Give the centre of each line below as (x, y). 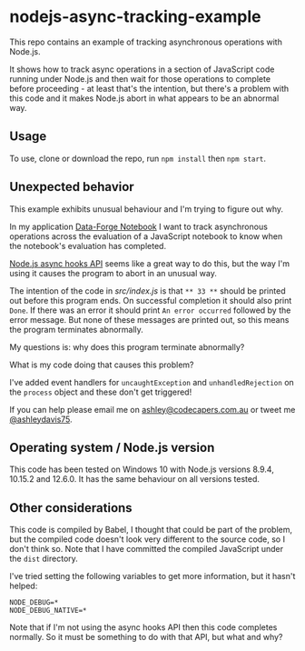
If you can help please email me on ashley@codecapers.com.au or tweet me (152, 409)
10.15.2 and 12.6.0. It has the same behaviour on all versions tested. (135, 479)
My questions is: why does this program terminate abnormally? (127, 346)
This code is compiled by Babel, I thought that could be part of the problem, (151, 530)
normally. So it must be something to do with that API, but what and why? (146, 637)
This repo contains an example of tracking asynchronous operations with (146, 42)
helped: (24, 586)
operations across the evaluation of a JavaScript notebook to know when (146, 236)
